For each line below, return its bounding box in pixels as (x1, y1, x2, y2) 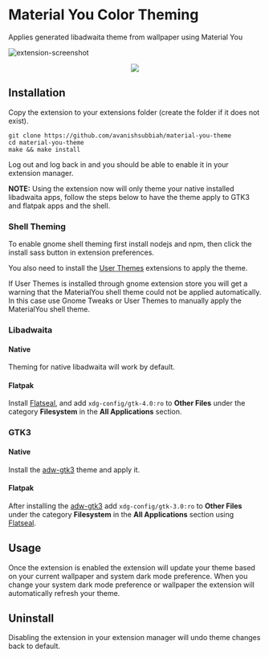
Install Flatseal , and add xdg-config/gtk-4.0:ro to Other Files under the (8, 398, 246, 408)
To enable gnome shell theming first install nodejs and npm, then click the (8, 239, 252, 249)
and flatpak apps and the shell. (8, 201, 111, 210)
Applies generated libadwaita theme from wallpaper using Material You (8, 32, 243, 42)
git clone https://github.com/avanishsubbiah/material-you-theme (8, 131, 231, 140)
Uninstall (8, 611, 55, 625)
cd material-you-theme (8, 138, 84, 146)
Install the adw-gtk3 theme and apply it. (8, 464, 141, 475)
